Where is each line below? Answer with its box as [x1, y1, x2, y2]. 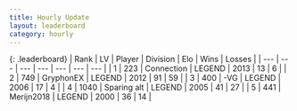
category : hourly [9, 29, 74, 38]
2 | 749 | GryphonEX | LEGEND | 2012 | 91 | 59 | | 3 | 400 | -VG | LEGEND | [9, 73, 281, 83]
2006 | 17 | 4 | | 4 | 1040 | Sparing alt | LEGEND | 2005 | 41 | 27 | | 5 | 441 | [9, 82, 281, 93]
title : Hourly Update [9, 12, 90, 22]
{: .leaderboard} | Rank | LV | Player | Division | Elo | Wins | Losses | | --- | [9, 54, 279, 65]
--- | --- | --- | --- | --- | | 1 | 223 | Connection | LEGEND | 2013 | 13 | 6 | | [19, 63, 287, 74]
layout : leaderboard [9, 21, 87, 30]
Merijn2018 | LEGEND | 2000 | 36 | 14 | [9, 91, 152, 102]
